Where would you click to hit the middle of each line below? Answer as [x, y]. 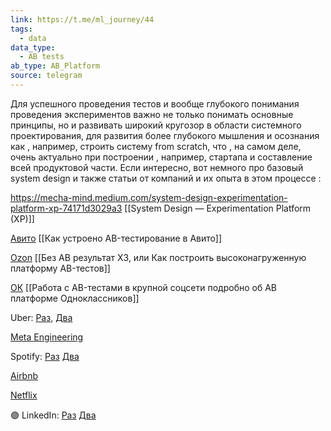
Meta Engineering [47, 337]
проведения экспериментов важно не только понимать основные [152, 114]
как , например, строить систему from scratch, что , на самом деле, [156, 146]
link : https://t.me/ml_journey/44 [82, 19]
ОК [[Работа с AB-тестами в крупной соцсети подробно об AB [143, 287]
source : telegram [46, 76]
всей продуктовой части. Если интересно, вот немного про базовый [157, 167]
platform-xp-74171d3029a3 [66, 208]
